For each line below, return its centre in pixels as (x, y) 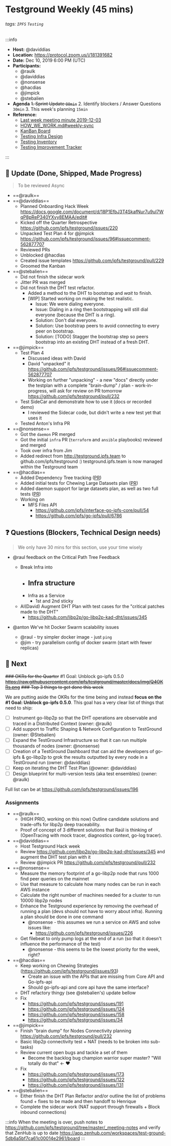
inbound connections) (43, 1112)
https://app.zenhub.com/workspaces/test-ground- (112, 1133)
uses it (35, 418)
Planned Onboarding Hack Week (54, 206)
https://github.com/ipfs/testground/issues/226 (84, 933)
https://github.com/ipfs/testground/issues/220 (69, 228)
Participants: (27, 66)
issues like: (39, 928)
